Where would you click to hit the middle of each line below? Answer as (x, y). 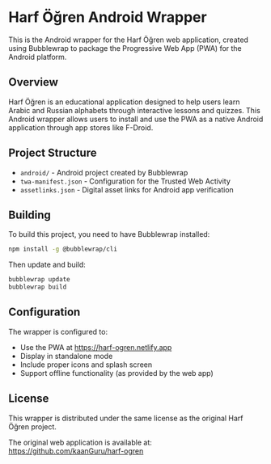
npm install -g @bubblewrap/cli (63, 249)
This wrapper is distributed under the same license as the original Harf (126, 418)
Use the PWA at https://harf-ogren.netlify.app (96, 347)
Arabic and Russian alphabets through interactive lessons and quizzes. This (134, 110)
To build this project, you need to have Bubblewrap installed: (109, 234)
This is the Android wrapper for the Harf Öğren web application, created (129, 40)
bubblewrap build (38, 287)
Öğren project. (32, 426)
